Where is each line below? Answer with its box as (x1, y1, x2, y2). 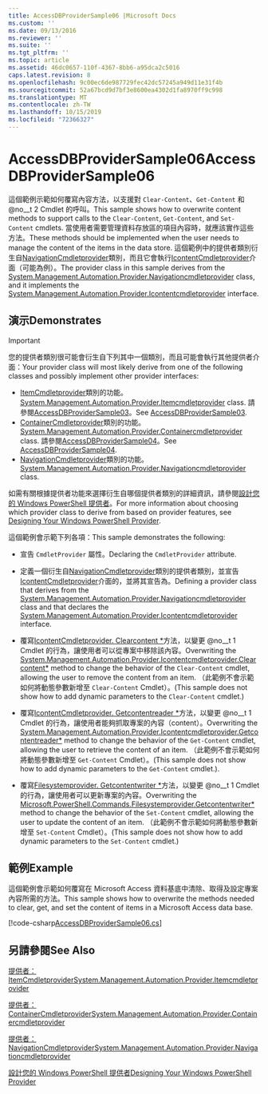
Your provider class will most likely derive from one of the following (22, 362, 243, 371)
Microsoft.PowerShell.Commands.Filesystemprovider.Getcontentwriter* (19, 799, 255, 809)
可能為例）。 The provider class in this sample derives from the (22, 263, 226, 272)
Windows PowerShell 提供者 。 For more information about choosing (17, 498, 239, 508)
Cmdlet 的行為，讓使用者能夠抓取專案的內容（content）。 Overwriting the (19, 718, 258, 727)
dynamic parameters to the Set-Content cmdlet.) (19, 836, 179, 846)
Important (8, 335, 41, 345)
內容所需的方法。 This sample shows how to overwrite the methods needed (8, 894, 255, 903)
